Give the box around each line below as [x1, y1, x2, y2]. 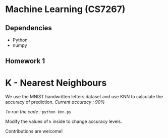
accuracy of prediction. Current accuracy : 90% [5, 99, 105, 105]
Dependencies [5, 24, 52, 32]
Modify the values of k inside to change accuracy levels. [5, 118, 123, 124]
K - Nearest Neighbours [5, 77, 107, 89]
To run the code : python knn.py [5, 109, 72, 115]
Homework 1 [5, 57, 45, 65]
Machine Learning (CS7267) [5, 4, 126, 15]
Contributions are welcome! [5, 128, 63, 134]
